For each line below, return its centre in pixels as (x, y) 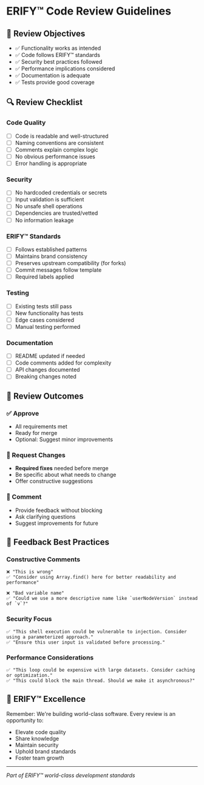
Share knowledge (37, 738)
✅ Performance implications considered (65, 69)
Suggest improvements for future (56, 523)
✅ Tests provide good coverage (55, 82)
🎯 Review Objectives (46, 34)
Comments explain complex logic (56, 149)
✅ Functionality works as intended (58, 48)
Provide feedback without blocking (59, 510)
